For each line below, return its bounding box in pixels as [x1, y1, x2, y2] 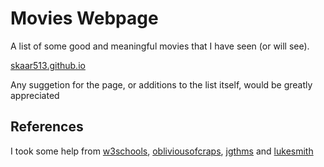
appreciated [10, 89, 60, 101]
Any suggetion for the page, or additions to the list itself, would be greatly [10, 78, 313, 91]
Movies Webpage [10, 7, 159, 30]
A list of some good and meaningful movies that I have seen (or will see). [10, 40, 310, 52]
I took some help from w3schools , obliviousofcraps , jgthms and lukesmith [10, 145, 314, 157]
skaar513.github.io [10, 59, 86, 71]
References [10, 118, 84, 136]
